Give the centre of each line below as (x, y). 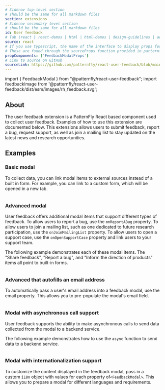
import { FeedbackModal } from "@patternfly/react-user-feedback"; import (81, 79)
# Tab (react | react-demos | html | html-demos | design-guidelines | (80, 38)
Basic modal (20, 167)
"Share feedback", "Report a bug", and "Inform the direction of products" (79, 257)
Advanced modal (26, 205)
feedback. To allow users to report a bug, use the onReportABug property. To (82, 221)
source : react (20, 42)
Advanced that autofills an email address (55, 279)
